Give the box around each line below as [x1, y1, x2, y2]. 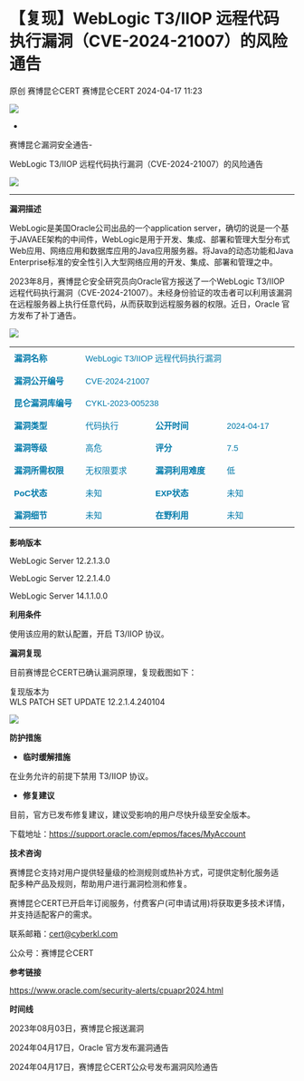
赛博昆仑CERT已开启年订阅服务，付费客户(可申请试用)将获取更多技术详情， [9, 897, 290, 908]
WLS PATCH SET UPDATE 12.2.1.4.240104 [9, 696, 166, 707]
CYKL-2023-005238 [85, 398, 159, 409]
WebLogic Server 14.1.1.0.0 [9, 590, 109, 601]
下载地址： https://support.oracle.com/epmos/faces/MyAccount [9, 828, 246, 839]
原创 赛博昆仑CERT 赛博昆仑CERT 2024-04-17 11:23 [9, 85, 203, 96]
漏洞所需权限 [14, 465, 64, 476]
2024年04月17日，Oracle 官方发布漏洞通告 [9, 1042, 169, 1053]
